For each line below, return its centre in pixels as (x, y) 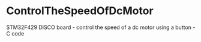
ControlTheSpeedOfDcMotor (80, 11)
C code (15, 33)
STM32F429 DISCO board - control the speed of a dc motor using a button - (101, 27)
